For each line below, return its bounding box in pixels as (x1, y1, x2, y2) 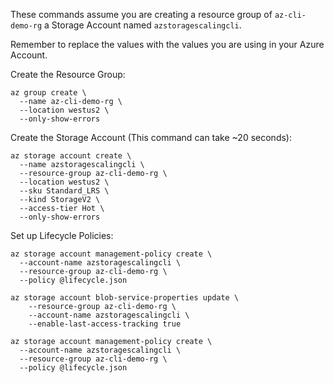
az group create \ (10, 88, 87, 98)
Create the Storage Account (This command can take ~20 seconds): (10, 132, 292, 143)
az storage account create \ (10, 151, 132, 161)
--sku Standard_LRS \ (19, 186, 110, 196)
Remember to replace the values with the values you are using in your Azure (10, 39, 325, 50)
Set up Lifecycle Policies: (10, 230, 114, 241)
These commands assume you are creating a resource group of (10, 9, 273, 20)
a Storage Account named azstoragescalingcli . (44, 19, 242, 31)
